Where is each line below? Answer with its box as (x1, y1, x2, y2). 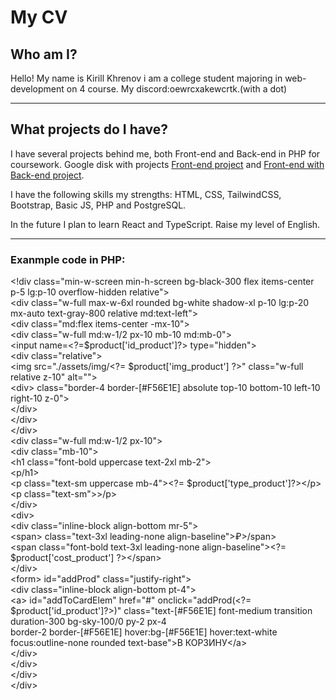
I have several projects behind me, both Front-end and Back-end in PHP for (10, 147, 321, 160)
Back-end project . (10, 169, 85, 181)
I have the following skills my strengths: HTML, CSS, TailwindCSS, (10, 188, 282, 200)
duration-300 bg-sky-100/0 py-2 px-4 (10, 616, 167, 628)
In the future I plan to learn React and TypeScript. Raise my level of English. (10, 218, 321, 230)
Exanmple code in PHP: (10, 252, 126, 266)
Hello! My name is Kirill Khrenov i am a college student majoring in (10, 72, 283, 84)
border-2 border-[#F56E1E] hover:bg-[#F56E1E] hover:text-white (10, 626, 278, 638)
